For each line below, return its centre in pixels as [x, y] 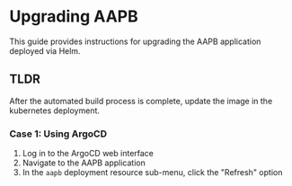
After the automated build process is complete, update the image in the [141, 101]
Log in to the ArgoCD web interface [88, 154]
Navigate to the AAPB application [84, 163]
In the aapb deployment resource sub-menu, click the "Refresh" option [152, 173]
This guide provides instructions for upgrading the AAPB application [135, 41]
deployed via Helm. [45, 50]
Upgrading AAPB [74, 17]
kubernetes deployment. [55, 111]
